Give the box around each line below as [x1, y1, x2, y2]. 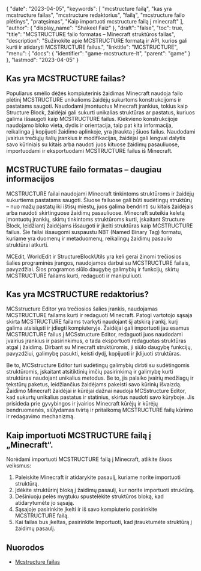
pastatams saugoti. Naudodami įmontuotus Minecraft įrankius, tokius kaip [6, 102, 188, 110]
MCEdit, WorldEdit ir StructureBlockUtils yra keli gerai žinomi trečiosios [6, 253, 182, 260]
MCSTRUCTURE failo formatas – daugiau [6, 165, 162, 175]
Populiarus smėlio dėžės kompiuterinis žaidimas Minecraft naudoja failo [6, 90, 183, 97]
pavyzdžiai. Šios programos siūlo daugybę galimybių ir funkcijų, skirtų [6, 265, 179, 273]
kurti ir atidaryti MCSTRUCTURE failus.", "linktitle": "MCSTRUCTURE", [6, 43, 178, 51]
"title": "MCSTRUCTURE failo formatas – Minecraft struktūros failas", [6, 31, 176, 38]
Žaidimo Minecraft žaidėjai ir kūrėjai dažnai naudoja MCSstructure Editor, [6, 387, 187, 395]
